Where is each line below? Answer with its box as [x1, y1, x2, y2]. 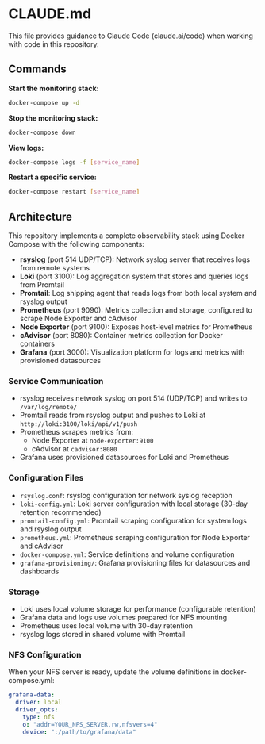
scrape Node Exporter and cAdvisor [19, 314, 137, 324]
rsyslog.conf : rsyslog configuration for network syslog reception [19, 490, 232, 500]
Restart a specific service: [8, 172, 98, 182]
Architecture [8, 209, 73, 223]
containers [19, 339, 56, 349]
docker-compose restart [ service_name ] [8, 188, 140, 196]
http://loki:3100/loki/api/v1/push [19, 420, 138, 428]
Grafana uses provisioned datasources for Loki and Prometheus [19, 453, 229, 462]
